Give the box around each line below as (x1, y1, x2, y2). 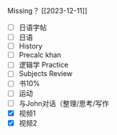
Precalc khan (18, 50, 62, 60)
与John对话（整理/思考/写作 (18, 98, 109, 108)
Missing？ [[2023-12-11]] (7, 6, 88, 15)
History (18, 42, 43, 51)
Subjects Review (18, 69, 73, 78)
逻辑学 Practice (18, 60, 68, 70)
